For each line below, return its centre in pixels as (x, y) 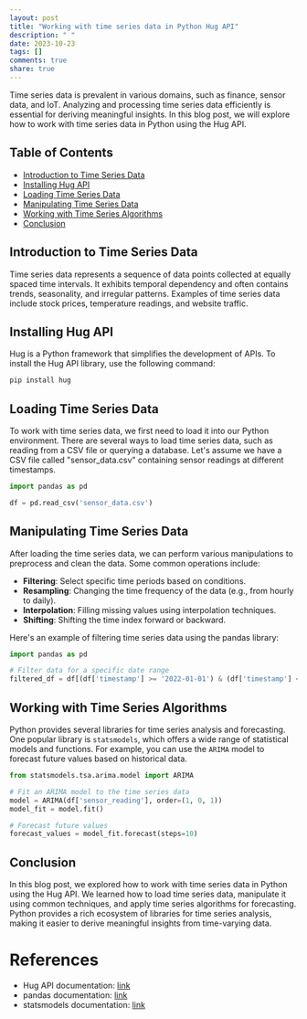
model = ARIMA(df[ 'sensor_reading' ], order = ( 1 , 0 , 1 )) (116, 801)
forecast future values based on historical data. (98, 759)
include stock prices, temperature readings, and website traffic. (129, 303)
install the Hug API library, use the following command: (113, 364)
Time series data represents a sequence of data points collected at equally (150, 274)
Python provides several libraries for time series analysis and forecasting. (148, 729)
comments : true (38, 60)
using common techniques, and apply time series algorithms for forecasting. (153, 904)
